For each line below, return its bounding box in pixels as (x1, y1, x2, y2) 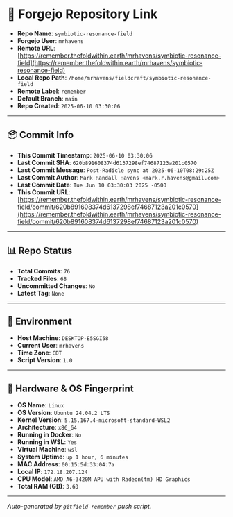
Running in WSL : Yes (17, 438, 78, 446)
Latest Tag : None (17, 289, 64, 297)
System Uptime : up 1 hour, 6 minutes (17, 452, 128, 461)
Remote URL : (17, 44, 55, 52)
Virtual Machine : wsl (17, 446, 78, 454)
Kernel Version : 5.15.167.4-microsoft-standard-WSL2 (17, 416, 171, 424)
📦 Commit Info (7, 129, 74, 141)
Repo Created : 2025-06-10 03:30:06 (17, 101, 121, 110)
